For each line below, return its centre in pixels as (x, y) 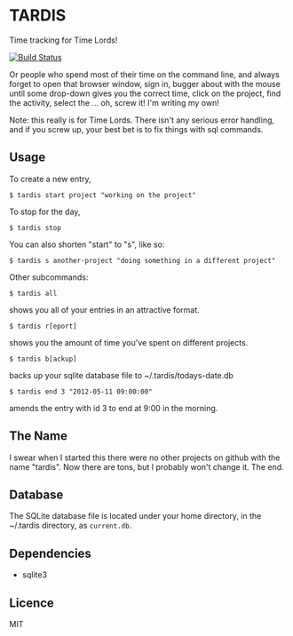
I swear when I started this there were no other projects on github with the (145, 457)
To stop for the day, (45, 211)
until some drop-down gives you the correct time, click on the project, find (145, 93)
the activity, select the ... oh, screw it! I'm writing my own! (114, 102)
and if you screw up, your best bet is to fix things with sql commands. (136, 129)
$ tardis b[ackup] (43, 359)
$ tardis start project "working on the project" (103, 195)
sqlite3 (34, 575)
